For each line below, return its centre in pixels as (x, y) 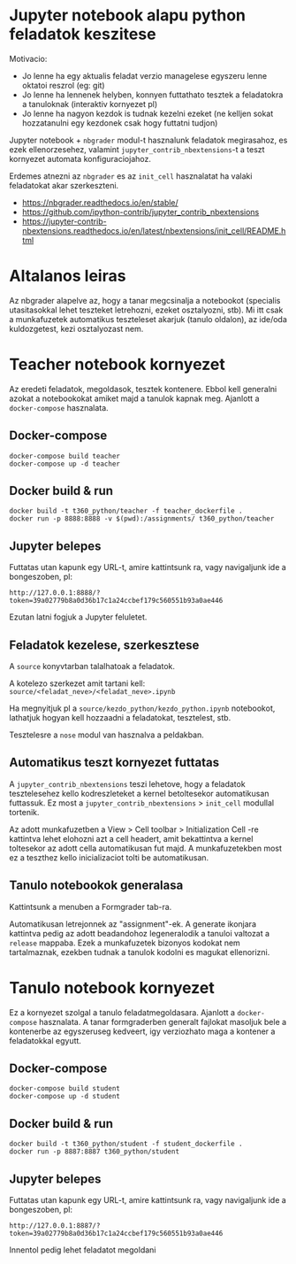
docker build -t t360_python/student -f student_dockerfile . (126, 1144)
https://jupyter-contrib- (65, 221)
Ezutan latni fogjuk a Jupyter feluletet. (78, 617)
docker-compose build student (65, 1089)
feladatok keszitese (83, 34)
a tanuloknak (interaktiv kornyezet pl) (89, 104)
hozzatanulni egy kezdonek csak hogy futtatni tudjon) (120, 123)
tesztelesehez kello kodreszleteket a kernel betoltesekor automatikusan (139, 793)
